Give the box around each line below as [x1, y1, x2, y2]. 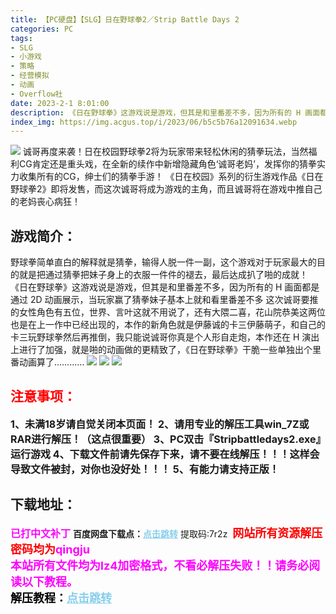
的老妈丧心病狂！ [10, 196, 81, 208]
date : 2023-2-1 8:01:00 [10, 98, 110, 108]
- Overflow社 [10, 89, 63, 99]
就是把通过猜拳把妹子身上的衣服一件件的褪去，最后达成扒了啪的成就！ [18, 269, 308, 281]
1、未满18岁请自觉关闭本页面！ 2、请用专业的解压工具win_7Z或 [10, 417, 310, 431]
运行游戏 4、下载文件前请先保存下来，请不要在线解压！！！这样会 [10, 447, 320, 461]
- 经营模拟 [10, 71, 50, 81]
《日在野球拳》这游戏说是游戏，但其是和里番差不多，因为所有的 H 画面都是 [10, 281, 320, 293]
